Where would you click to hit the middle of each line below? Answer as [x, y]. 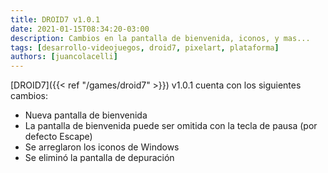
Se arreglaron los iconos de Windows [102, 147]
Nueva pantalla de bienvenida [86, 115]
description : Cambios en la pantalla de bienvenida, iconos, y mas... [160, 38]
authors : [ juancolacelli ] [64, 57]
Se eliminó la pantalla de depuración [99, 158]
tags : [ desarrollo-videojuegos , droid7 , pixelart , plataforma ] [145, 47]
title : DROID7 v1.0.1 [55, 19]
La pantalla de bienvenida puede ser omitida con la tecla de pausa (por [171, 126]
